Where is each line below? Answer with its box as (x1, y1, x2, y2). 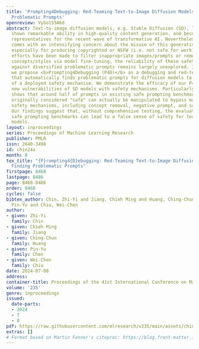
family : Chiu (11, 262, 44, 269)
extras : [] (6, 329, 33, 335)
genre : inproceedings (6, 290, 60, 296)
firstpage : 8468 (6, 169, 46, 175)
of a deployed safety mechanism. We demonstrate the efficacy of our (11, 81, 187, 87)
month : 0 (6, 152, 28, 158)
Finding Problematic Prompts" (11, 163, 86, 169)
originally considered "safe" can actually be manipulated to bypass (11, 97, 187, 103)
